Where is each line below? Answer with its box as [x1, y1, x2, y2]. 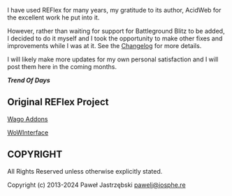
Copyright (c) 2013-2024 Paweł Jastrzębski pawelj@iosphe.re [7, 181, 187, 189]
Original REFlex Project [7, 96, 109, 108]
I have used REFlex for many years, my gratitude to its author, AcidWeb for [7, 6, 222, 14]
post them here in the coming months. [7, 63, 117, 70]
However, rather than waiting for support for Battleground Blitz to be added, [7, 27, 225, 35]
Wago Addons [7, 114, 48, 123]
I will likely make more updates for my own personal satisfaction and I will [7, 55, 219, 63]
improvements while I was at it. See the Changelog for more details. [7, 42, 202, 50]
